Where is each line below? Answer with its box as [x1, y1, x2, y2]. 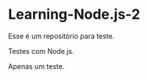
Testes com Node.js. [8, 46, 74, 56]
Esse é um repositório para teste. [8, 31, 115, 41]
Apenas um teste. [8, 61, 65, 71]
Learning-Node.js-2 [8, 5, 141, 23]
